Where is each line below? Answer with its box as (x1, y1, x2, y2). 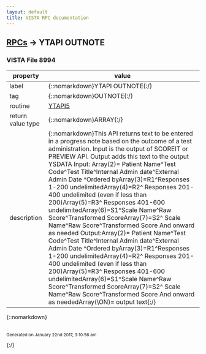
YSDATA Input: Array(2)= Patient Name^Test (48, 160, 176, 168)
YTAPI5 (48, 102, 71, 110)
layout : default (6, 9, 48, 15)
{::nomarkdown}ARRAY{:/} (48, 116, 123, 124)
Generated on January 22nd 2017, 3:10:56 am (6, 332, 97, 338)
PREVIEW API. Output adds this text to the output (48, 153, 189, 161)
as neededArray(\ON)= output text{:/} (48, 298, 156, 306)
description (9, 214, 42, 222)
